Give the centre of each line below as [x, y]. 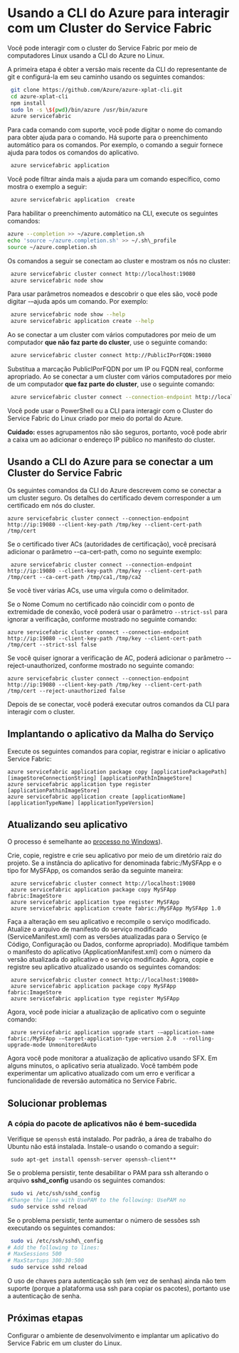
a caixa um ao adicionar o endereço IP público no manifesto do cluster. [111, 440]
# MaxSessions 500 [34, 1254]
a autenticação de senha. [44, 1296]
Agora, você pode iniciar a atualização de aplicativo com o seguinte [107, 1012]
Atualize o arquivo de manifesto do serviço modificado [87, 929]
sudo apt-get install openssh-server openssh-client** [93, 1160]
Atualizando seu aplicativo [68, 824]
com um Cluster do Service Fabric [110, 28]
